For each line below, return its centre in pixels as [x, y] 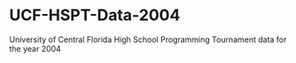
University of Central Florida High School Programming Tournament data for [148, 39]
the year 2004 [35, 48]
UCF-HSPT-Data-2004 [95, 15]
